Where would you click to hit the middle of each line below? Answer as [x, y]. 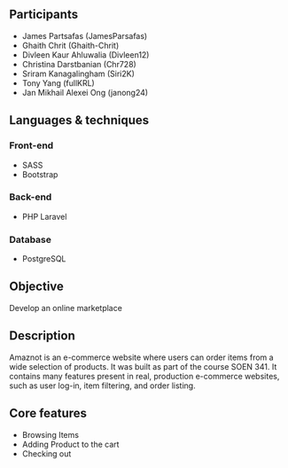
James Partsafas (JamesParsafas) [85, 35]
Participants [43, 15]
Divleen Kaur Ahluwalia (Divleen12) [86, 55]
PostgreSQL [44, 259]
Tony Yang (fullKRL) [58, 82]
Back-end [31, 197]
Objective [37, 287]
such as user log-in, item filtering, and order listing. [103, 386]
